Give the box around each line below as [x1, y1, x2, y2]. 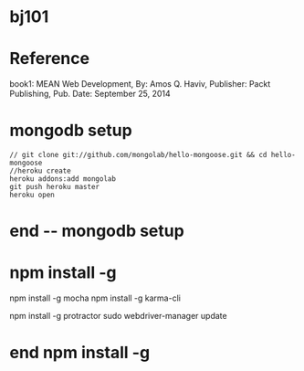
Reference [9, 48, 89, 69]
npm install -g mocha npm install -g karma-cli [9, 292, 181, 303]
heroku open [9, 190, 55, 200]
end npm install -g [9, 343, 151, 363]
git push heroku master [9, 183, 100, 192]
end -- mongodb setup [9, 221, 184, 241]
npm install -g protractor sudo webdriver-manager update [9, 311, 227, 322]
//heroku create [9, 166, 71, 175]
